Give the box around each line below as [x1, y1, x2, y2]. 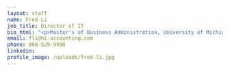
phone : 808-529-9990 [7, 41, 66, 48]
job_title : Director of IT [7, 22, 84, 29]
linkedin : [7, 48, 36, 55]
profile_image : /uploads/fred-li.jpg [7, 54, 115, 61]
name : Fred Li [7, 16, 48, 23]
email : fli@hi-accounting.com [7, 35, 94, 42]
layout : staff [7, 9, 48, 17]
